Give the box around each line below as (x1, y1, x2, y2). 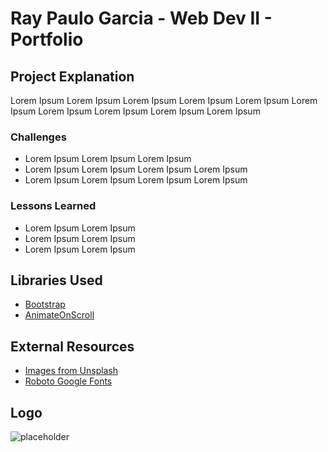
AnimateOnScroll (24, 309, 95, 321)
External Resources (10, 338, 135, 355)
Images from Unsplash (24, 365, 119, 377)
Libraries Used (10, 272, 103, 289)
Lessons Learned (10, 199, 97, 213)
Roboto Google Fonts (24, 375, 113, 387)
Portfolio (10, 28, 84, 51)
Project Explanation (10, 68, 135, 85)
